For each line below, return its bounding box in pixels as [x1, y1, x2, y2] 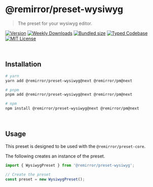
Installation [5, 60, 42, 69]
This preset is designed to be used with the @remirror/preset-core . [5, 143, 146, 149]
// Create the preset [5, 172, 51, 177]
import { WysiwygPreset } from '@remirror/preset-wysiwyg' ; [5, 163, 135, 168]
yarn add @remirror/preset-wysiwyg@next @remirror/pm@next [5, 78, 133, 83]
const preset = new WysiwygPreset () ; [5, 176, 85, 182]
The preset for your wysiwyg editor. [17, 20, 92, 26]
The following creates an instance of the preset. [5, 153, 105, 159]
